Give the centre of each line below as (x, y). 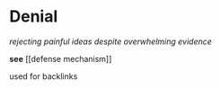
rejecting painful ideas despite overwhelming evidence (111, 41)
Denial (34, 17)
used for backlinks (44, 76)
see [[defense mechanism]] (61, 58)
